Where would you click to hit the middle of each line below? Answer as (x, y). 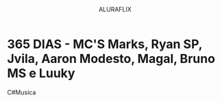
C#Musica (22, 92)
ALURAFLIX (115, 9)
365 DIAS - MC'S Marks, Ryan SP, (105, 44)
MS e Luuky (41, 73)
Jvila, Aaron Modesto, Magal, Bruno (111, 59)
